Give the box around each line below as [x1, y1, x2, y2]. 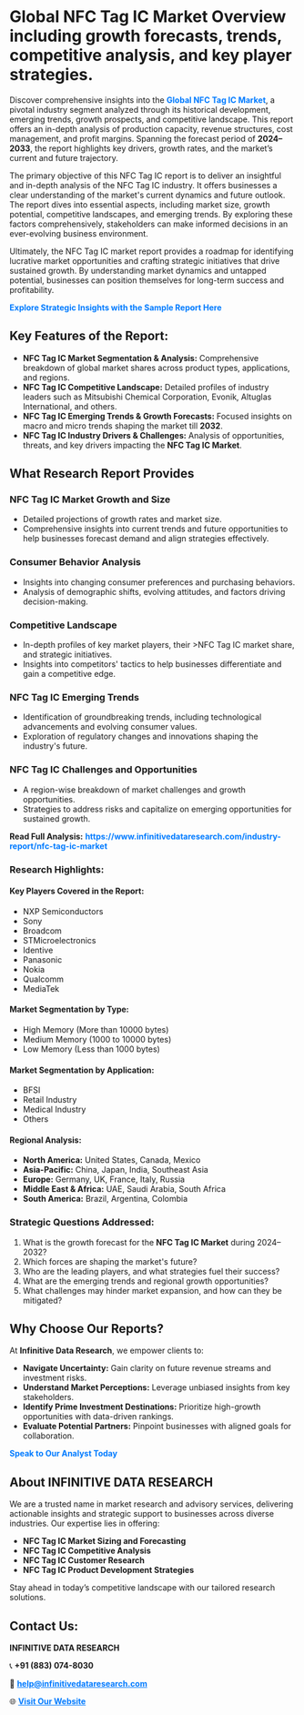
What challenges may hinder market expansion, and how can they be [22, 1285, 282, 1296]
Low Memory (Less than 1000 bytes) [22, 1044, 161, 1054]
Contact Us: [9, 1618, 79, 1634]
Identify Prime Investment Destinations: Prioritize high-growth [22, 1401, 261, 1412]
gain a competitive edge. [22, 669, 117, 680]
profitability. [9, 284, 55, 295]
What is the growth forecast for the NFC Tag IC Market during [22, 1236, 256, 1247]
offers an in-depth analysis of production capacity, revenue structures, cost [9, 123, 293, 134]
